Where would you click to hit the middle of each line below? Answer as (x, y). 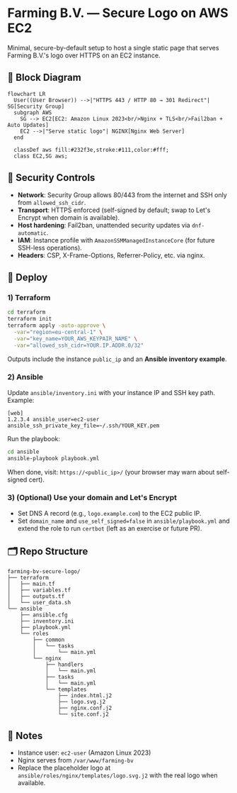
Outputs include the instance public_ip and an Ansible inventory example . (117, 359)
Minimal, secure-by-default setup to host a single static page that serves (113, 48)
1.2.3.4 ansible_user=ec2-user (53, 419)
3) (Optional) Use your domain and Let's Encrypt (92, 498)
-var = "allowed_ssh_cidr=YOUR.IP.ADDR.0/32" (79, 345)
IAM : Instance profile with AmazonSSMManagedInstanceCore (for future (116, 240)
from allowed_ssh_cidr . (52, 202)
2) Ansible (25, 377)
